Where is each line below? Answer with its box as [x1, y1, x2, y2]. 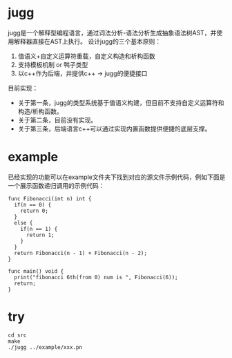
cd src [8, 332, 27, 339]
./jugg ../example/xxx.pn [8, 343, 82, 350]
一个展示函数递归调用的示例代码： [8, 181, 105, 189]
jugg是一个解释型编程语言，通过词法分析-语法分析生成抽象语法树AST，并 [8, 28, 217, 37]
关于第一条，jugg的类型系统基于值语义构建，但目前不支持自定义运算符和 [17, 98, 224, 106]
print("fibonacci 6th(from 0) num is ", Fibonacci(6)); [14, 274, 178, 281]
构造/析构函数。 [17, 107, 63, 115]
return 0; [20, 207, 49, 214]
